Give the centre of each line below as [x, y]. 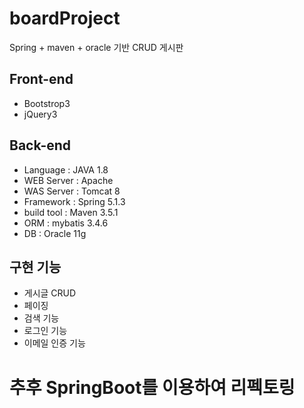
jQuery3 [40, 114]
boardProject [65, 18]
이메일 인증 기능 [54, 343]
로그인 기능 [45, 331]
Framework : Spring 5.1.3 [74, 201]
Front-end [41, 79]
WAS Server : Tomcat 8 [72, 191]
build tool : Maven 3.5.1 [71, 212]
